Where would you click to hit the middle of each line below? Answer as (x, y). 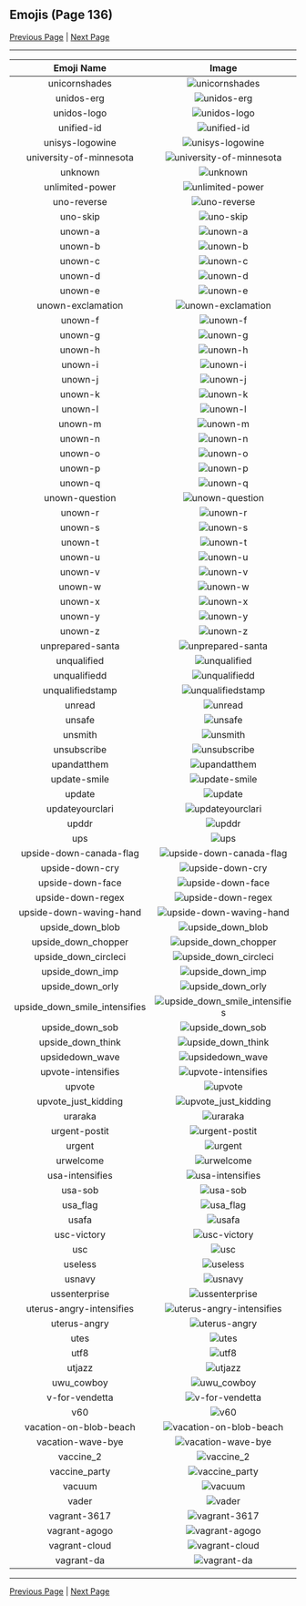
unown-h (80, 350)
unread (80, 705)
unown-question (80, 497)
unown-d (80, 275)
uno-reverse (80, 201)
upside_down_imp (80, 971)
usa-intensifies (80, 1175)
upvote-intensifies (80, 1071)
